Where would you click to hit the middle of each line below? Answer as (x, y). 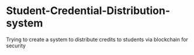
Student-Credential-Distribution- (88, 11)
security (16, 46)
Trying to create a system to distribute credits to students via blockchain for (97, 39)
